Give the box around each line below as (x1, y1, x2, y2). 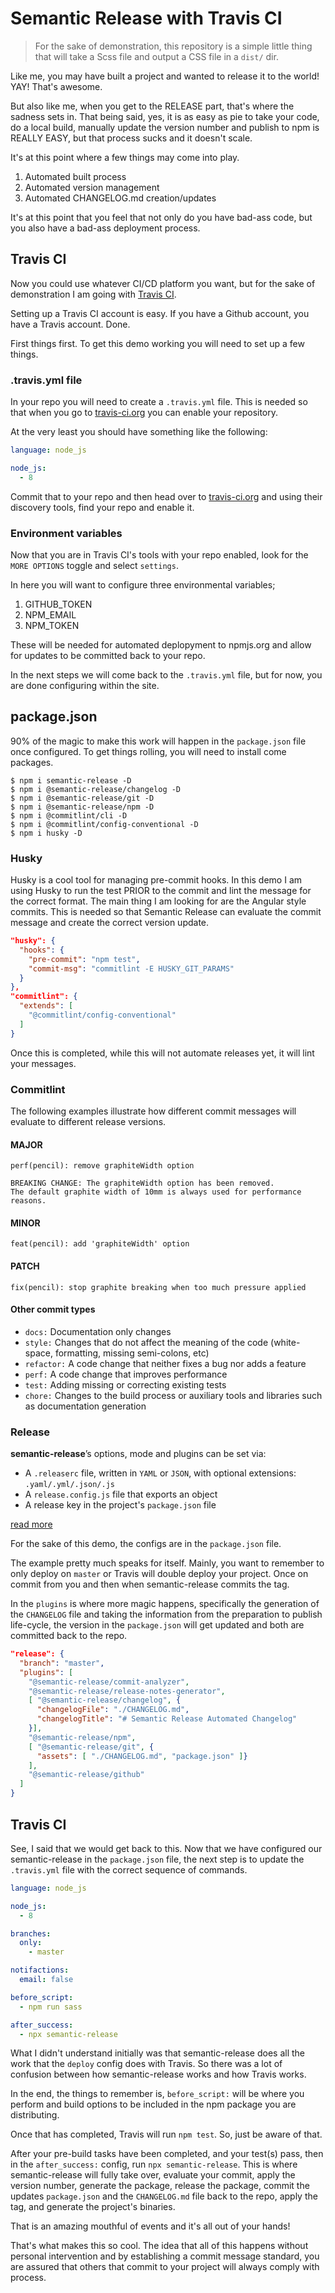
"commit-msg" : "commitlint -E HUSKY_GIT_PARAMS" (28, 963, 235, 974)
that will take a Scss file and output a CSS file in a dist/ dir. (34, 50, 279, 62)
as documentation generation (24, 1400, 147, 1412)
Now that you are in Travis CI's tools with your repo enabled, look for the (10, 548, 309, 561)
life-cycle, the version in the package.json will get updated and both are (10, 1619, 305, 1631)
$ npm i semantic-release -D (10, 775, 132, 786)
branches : (10, 1928, 52, 1939)
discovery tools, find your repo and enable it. (10, 501, 195, 513)
